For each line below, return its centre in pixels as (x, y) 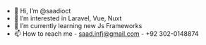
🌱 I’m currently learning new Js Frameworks (78, 26)
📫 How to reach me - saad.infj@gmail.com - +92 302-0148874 (106, 34)
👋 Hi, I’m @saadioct (42, 11)
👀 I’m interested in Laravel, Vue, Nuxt (68, 18)
